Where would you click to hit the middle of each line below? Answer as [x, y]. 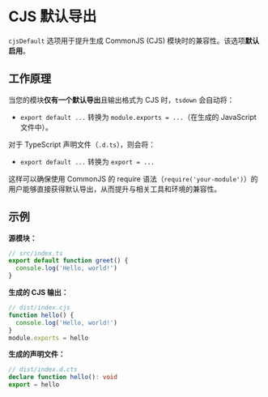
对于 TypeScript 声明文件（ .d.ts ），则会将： [82, 144]
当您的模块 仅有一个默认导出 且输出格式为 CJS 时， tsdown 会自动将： [121, 100]
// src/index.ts [36, 253]
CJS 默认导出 [53, 17]
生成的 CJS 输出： [38, 292]
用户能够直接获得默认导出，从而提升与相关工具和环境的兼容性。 [115, 189]
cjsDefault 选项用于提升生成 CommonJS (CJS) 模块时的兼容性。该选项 [127, 41]
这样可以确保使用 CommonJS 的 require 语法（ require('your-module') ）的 [133, 178]
